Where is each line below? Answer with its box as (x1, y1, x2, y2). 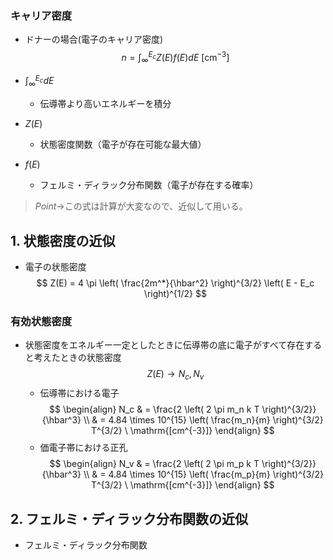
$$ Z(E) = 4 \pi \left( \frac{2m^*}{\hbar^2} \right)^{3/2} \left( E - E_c (36, 277, 315, 289)
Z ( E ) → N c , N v (146, 368, 205, 382)
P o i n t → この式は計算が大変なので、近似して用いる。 (34, 200, 248, 212)
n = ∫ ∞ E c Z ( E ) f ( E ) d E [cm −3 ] (121, 50, 230, 66)
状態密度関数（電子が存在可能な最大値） (39, 138, 207, 151)
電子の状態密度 (24, 261, 87, 273)
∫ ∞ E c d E (24, 73, 55, 89)
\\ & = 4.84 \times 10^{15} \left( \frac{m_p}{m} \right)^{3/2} (83, 468, 324, 481)
